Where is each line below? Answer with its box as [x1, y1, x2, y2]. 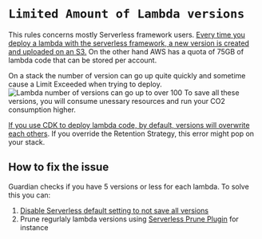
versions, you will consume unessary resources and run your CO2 [8, 96, 226, 106]
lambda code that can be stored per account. [8, 55, 157, 65]
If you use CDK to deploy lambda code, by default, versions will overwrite [8, 120, 250, 129]
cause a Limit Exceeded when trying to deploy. [8, 79, 162, 89]
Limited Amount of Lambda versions [8, 6, 245, 22]
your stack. [8, 137, 46, 146]
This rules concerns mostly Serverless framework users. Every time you [8, 30, 246, 39]
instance [19, 222, 49, 232]
